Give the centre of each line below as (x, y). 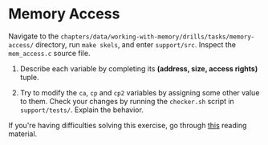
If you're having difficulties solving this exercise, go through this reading (128, 125)
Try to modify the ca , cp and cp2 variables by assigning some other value (140, 92)
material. (23, 134)
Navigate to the (34, 36)
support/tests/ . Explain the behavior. (82, 110)
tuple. (29, 77)
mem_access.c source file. (49, 53)
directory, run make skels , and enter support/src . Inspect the (136, 44)
